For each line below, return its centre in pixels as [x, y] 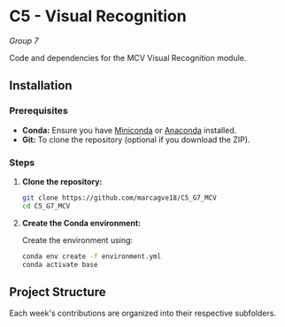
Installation [41, 86]
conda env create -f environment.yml [92, 256]
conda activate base [60, 264]
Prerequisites [39, 110]
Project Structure [58, 292]
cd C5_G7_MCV [46, 206]
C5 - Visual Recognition [98, 16]
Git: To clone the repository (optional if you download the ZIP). [136, 140]
